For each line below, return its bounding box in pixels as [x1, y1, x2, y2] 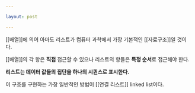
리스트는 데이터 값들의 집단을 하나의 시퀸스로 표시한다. [5, 68, 130, 75]
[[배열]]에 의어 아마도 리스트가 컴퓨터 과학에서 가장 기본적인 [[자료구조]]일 [5, 36, 176, 43]
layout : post [5, 14, 38, 19]
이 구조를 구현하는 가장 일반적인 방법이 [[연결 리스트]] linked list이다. [5, 81, 164, 88]
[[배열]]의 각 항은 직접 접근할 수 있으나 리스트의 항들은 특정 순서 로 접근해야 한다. [5, 55, 190, 62]
